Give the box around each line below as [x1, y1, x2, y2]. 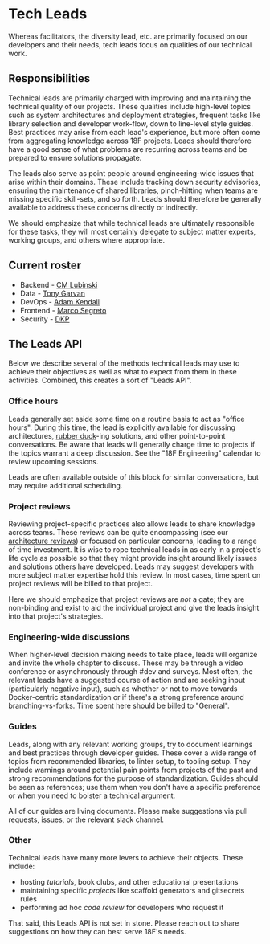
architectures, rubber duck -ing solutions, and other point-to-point [8, 431, 226, 440]
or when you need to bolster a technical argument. [8, 791, 176, 800]
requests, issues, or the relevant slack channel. [8, 815, 165, 824]
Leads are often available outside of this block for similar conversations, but [8, 472, 259, 482]
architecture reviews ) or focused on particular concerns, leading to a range [8, 536, 257, 546]
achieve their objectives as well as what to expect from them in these [8, 367, 237, 377]
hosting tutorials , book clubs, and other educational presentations [19, 877, 239, 886]
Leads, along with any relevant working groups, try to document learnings [8, 739, 253, 749]
